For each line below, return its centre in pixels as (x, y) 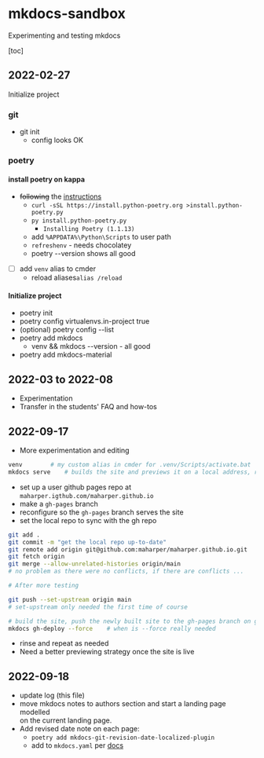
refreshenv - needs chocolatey (81, 245)
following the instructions (60, 196)
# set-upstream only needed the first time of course (98, 607)
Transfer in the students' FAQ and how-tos (88, 407)
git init (29, 132)
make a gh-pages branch (59, 504)
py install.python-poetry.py (79, 221)
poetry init (36, 313)
